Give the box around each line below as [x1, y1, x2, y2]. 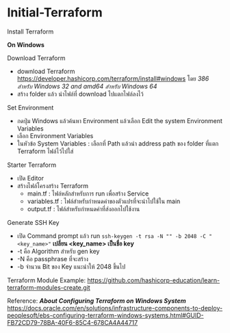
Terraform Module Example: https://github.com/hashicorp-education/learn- [7, 276, 220, 284]
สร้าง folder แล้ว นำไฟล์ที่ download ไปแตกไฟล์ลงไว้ [16, 90, 144, 98]
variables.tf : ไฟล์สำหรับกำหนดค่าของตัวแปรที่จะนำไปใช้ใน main [27, 197, 181, 205]
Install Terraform [7, 27, 54, 36]
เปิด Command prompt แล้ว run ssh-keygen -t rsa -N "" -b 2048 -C [16, 231, 207, 240]
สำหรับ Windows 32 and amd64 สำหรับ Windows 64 [16, 82, 157, 90]
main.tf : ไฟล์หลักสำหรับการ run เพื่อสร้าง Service [27, 189, 149, 198]
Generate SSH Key [7, 218, 60, 226]
